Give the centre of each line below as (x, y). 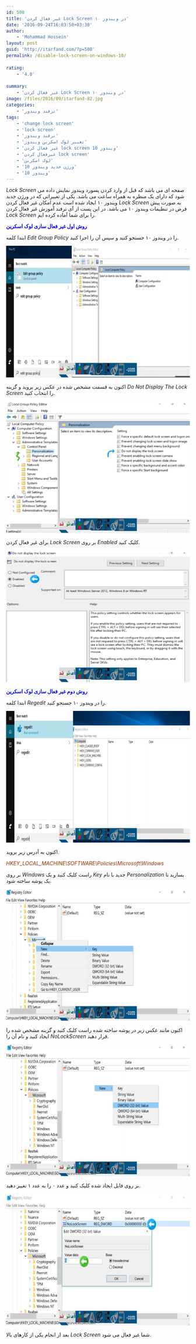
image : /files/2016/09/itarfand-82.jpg (55, 99)
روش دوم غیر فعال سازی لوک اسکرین (47, 692)
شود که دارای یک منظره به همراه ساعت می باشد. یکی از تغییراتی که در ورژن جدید (95, 197)
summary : (17, 87)
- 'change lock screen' (45, 123)
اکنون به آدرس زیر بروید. (33, 852)
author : (15, 31)
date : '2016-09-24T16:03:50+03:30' (49, 25)
